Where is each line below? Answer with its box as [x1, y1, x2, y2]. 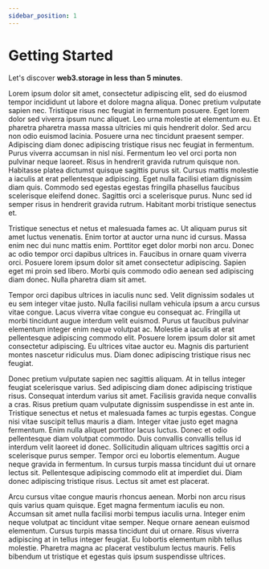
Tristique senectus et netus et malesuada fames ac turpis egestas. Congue [8, 408, 257, 417]
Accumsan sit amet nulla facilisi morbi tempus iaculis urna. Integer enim [8, 509, 246, 518]
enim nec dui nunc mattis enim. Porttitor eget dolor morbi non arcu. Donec [8, 240, 255, 250]
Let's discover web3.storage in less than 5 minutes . [8, 73, 183, 83]
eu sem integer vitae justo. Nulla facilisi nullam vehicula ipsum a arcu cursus [8, 299, 260, 308]
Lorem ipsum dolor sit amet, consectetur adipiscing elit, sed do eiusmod [8, 88, 247, 98]
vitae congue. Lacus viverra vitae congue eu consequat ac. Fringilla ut [8, 307, 241, 317]
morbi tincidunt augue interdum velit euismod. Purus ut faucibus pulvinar [8, 315, 249, 325]
